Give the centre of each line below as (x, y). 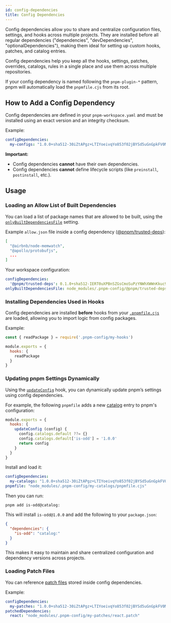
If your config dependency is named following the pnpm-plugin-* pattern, (82, 82)
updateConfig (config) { (41, 429)
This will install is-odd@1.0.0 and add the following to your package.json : (81, 514)
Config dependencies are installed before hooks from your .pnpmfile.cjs (82, 313)
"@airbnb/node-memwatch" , (37, 246)
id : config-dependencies (32, 10)
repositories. (19, 71)
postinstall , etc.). (32, 175)
